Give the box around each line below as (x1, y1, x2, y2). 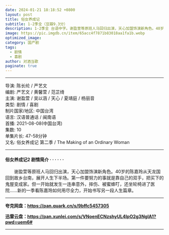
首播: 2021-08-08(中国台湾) (5, 120, 63, 126)
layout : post (5, 12, 33, 17)
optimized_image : (5, 36, 42, 41)
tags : (5, 45, 17, 50)
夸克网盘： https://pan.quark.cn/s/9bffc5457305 (5, 203, 109, 209)
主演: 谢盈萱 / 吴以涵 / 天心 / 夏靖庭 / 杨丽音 (5, 95, 95, 101)
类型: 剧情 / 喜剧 (5, 102, 39, 108)
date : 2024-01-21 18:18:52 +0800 (5, 7, 75, 13)
